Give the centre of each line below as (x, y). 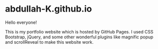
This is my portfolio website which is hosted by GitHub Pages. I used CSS (79, 32)
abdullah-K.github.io (49, 9)
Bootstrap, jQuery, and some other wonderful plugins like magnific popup (79, 37)
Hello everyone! (21, 22)
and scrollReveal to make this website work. (50, 42)
